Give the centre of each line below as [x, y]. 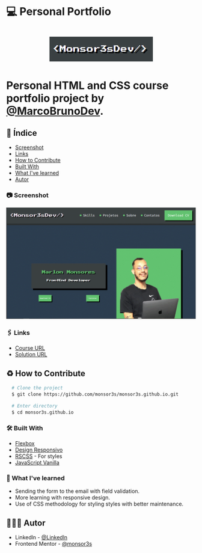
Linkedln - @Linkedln [41, 537]
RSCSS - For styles [38, 456]
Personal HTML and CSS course [87, 85]
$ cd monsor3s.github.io [43, 412]
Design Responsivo [39, 450]
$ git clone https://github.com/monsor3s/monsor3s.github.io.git [95, 394]
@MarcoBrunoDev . [55, 111]
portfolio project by [55, 98]
